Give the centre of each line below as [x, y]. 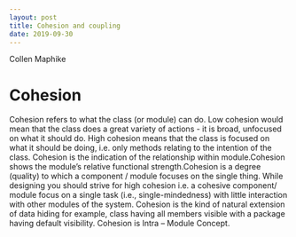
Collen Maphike [38, 59]
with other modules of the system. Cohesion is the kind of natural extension [147, 204]
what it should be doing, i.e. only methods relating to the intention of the [140, 148]
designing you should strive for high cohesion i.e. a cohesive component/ [143, 186]
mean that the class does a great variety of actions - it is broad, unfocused [145, 129]
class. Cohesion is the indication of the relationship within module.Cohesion [147, 157]
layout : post [33, 17]
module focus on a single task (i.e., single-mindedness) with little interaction [148, 195]
